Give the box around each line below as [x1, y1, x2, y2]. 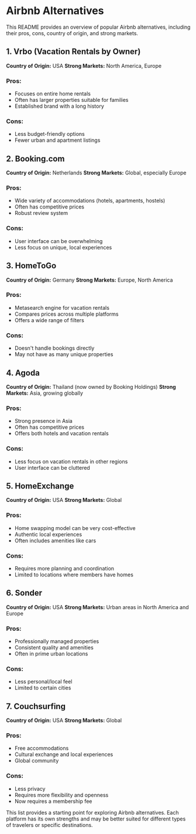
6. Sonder [6, 588, 43, 598]
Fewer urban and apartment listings [14, 136, 101, 144]
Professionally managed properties [14, 638, 99, 645]
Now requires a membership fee [14, 798, 92, 805]
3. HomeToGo [6, 261, 57, 271]
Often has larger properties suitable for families [14, 97, 129, 104]
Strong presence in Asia [14, 418, 73, 425]
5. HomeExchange [6, 481, 74, 491]
